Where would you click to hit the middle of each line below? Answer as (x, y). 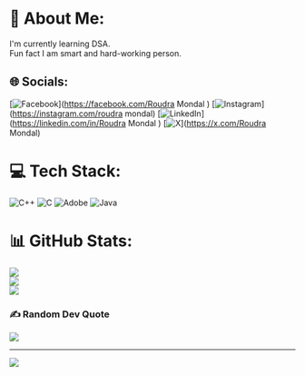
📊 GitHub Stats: (71, 241)
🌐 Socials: (39, 82)
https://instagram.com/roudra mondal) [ (87, 114)
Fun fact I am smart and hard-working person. (95, 53)
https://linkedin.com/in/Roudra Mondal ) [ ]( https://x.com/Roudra (139, 123)
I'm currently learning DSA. (60, 44)
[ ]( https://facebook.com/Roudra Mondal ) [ (112, 104)
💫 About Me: (57, 19)
